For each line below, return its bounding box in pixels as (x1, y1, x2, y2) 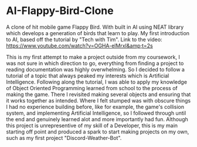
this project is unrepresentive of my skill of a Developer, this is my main (6, 122, 178, 129)
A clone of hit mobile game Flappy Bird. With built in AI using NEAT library (6, 23, 184, 30)
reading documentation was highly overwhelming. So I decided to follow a (6, 66, 185, 73)
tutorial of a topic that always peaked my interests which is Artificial (6, 72, 169, 79)
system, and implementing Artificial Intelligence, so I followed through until (6, 110, 186, 117)
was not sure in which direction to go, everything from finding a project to (6, 60, 184, 67)
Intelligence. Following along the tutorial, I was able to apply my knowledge (6, 78, 188, 86)
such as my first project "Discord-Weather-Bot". (6, 134, 122, 141)
